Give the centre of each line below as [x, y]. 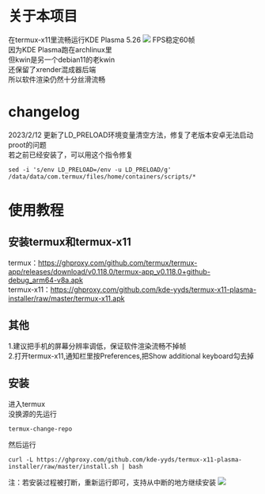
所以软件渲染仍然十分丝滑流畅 [57, 79]
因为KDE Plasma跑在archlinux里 [60, 49]
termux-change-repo [40, 429]
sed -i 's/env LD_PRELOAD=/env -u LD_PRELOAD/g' [90, 170]
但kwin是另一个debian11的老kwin [62, 59]
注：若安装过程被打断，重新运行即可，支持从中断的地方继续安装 [112, 482]
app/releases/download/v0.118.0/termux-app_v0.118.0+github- [110, 271]
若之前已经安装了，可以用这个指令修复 [70, 155]
